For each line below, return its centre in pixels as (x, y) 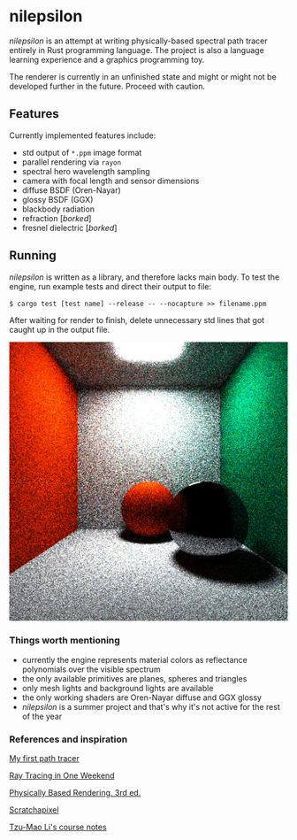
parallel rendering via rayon (72, 162)
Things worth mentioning (65, 641)
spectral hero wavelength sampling (86, 171)
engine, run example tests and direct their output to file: (110, 286)
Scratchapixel (34, 810)
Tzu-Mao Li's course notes (58, 827)
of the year (42, 716)
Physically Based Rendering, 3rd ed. (75, 793)
